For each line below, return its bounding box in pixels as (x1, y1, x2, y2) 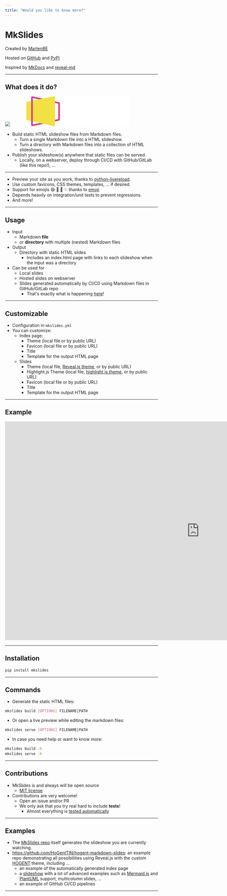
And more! (12, 197, 33, 203)
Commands (5, 685, 41, 694)
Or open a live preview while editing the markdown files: (12, 718, 125, 723)
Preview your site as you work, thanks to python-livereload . (12, 176, 131, 182)
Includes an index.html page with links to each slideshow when (26, 255, 153, 261)
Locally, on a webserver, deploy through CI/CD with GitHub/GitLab (19, 157, 152, 163)
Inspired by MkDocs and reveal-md (5, 64, 76, 70)
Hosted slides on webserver (19, 275, 76, 281)
